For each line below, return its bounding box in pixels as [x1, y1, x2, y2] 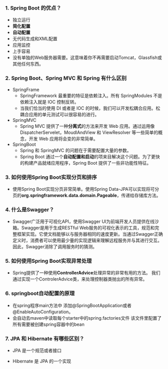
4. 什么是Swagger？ [5, 206, 54, 213]
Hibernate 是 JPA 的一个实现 [12, 358, 71, 364]
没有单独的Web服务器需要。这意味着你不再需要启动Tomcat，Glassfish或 [12, 54, 162, 61]
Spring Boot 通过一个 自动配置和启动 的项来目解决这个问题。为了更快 [20, 154, 160, 160]
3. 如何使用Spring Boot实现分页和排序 [5, 174, 97, 181]
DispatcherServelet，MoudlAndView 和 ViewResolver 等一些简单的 [20, 129, 158, 135]
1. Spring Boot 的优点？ [5, 4, 62, 11]
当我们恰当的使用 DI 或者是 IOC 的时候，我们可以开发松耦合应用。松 [20, 105, 160, 111]
